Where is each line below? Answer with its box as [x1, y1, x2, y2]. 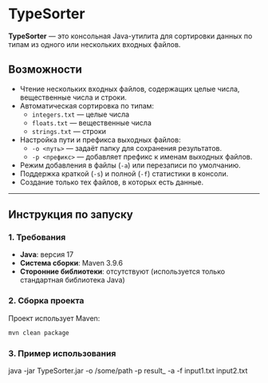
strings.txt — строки [31, 126, 106, 136]
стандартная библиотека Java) [19, 275, 125, 285]
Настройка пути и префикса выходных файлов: [19, 135, 181, 144]
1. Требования [8, 232, 66, 243]
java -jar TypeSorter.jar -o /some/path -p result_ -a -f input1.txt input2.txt [8, 365, 248, 375]
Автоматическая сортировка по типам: [19, 101, 154, 110]
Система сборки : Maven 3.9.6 [19, 259, 124, 268]
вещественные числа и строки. [19, 93, 128, 102]
